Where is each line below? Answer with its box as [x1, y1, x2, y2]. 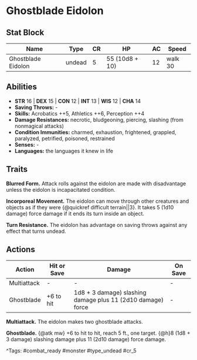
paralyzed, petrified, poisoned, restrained [14, 135, 116, 142]
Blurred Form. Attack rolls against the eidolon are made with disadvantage [6, 180, 186, 187]
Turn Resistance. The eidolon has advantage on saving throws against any [6, 221, 188, 228]
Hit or [49, 262, 66, 270]
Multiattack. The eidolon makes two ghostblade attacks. [6, 318, 144, 325]
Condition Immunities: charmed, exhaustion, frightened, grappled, [14, 128, 176, 135]
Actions [6, 244, 35, 254]
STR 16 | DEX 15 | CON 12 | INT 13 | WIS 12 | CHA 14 [14, 97, 141, 104]
